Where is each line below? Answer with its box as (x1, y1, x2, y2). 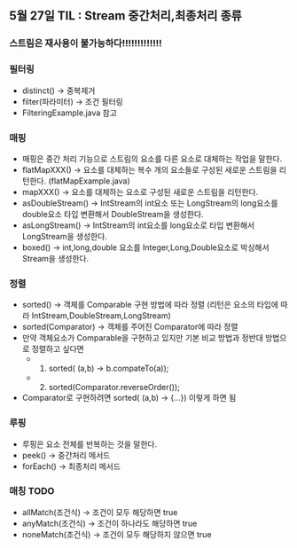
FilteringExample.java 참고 (21, 107, 118, 118)
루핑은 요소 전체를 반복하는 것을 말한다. (21, 438, 158, 450)
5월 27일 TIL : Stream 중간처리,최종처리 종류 (9, 8, 242, 24)
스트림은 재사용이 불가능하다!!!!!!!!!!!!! (9, 37, 162, 50)
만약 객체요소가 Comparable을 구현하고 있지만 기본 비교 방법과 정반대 (21, 333, 264, 343)
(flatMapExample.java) (48, 176, 130, 186)
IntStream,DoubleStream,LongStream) (31, 310, 171, 321)
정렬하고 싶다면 (31, 344, 84, 355)
